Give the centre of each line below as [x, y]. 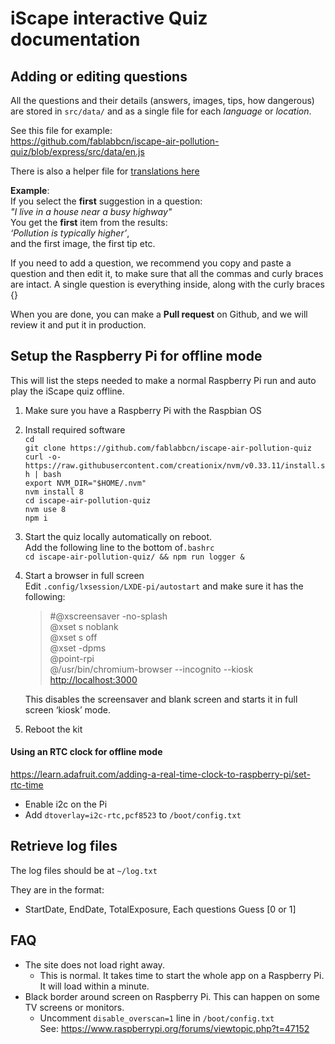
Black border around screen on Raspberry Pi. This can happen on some [172, 996]
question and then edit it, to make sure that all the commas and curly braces [167, 273]
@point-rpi [72, 658]
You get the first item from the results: [89, 222]
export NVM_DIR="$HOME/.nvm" [85, 483]
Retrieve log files [64, 846]
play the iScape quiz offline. [67, 391]
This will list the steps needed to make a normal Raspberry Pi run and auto [163, 380]
